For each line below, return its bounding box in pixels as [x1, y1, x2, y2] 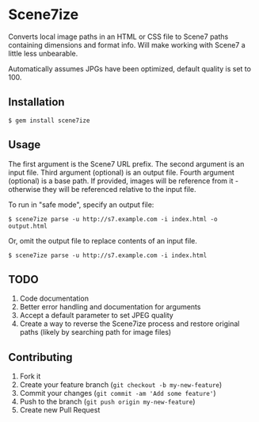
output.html [8, 222, 48, 230]
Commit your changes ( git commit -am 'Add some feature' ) [19, 389, 216, 398]
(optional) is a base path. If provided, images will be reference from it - [8, 176, 239, 186]
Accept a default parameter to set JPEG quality [19, 311, 174, 320]
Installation [8, 95, 65, 109]
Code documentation [19, 293, 90, 303]
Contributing [8, 351, 73, 364]
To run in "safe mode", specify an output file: [8, 200, 154, 209]
